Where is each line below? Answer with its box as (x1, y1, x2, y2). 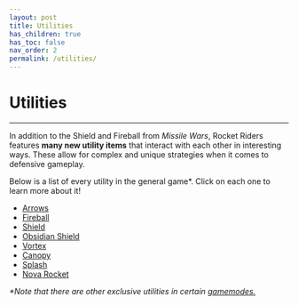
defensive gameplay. (9, 158, 86, 169)
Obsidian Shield (21, 230, 80, 241)
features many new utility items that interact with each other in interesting (9, 140, 282, 150)
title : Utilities (9, 21, 74, 30)
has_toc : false (9, 37, 66, 47)
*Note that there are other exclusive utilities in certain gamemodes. (9, 285, 256, 296)
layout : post (9, 12, 58, 22)
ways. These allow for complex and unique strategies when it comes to (9, 148, 269, 160)
